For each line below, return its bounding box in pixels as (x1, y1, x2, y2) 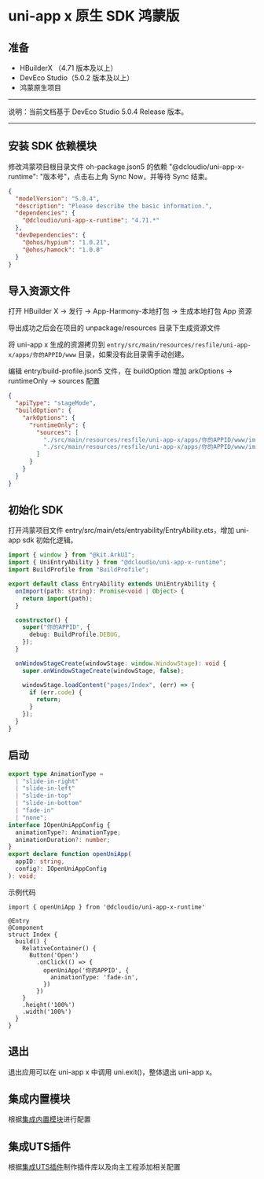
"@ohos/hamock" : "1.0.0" (22, 245, 104, 254)
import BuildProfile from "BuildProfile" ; (8, 566, 149, 574)
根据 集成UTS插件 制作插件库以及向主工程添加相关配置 (8, 1162, 181, 1172)
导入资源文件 (8, 284, 71, 297)
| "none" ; (15, 814, 47, 821)
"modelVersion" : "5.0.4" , (15, 194, 101, 203)
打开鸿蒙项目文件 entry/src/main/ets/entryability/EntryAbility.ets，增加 (8, 526, 234, 535)
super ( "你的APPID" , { (22, 623, 91, 631)
